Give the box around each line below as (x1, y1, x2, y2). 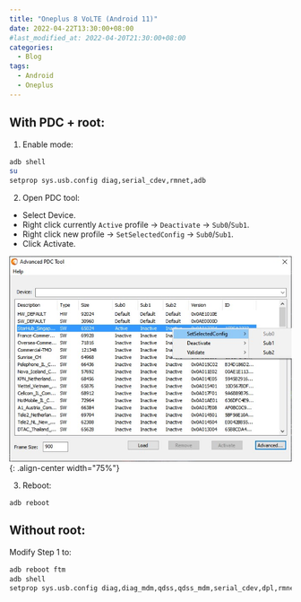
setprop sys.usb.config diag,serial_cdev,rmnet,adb (9, 176, 206, 186)
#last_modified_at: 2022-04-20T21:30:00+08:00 (9, 33, 186, 42)
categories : (9, 43, 54, 52)
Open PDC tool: (21, 193, 81, 204)
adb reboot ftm (9, 565, 66, 574)
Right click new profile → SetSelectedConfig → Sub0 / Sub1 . (21, 229, 235, 240)
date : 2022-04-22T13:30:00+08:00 (9, 23, 134, 33)
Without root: (9, 523, 86, 538)
